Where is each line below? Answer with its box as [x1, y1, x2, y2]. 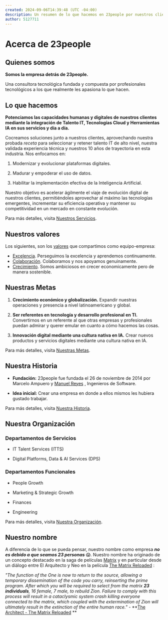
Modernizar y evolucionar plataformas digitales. [12, 161, 111, 167]
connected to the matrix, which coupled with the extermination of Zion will [5, 599, 158, 605]
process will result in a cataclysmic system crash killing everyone [5, 593, 140, 599]
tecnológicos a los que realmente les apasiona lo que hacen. [5, 86, 130, 93]
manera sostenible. [12, 269, 52, 275]
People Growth [12, 480, 43, 486]
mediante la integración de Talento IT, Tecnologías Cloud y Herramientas [5, 120, 160, 126]
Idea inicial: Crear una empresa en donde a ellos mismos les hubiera [12, 390, 154, 396]
